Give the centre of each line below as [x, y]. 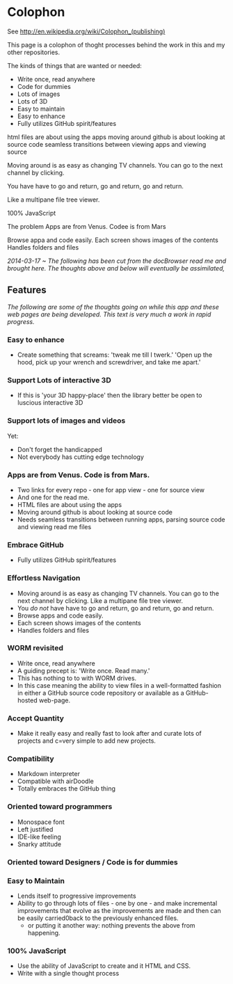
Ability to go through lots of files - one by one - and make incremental [117, 903]
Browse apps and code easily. [60, 615]
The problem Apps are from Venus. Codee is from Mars [87, 226]
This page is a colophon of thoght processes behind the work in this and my [116, 45]
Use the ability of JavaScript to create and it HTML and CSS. [104, 966]
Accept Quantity [36, 718]
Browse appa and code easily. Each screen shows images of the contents [113, 240]
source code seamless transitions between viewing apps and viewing [107, 144]
